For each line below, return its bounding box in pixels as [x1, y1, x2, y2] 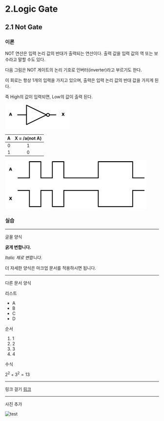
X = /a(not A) [14, 135, 42, 141]
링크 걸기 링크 [5, 386, 32, 392]
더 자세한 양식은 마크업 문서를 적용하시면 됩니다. [5, 265, 97, 271]
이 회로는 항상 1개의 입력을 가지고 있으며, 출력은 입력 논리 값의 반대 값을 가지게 [5, 77, 154, 83]
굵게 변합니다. [5, 244, 32, 250]
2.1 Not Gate [5, 23, 42, 31]
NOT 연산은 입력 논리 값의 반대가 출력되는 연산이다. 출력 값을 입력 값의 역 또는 [5, 50, 153, 56]
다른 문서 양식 [5, 280, 32, 286]
